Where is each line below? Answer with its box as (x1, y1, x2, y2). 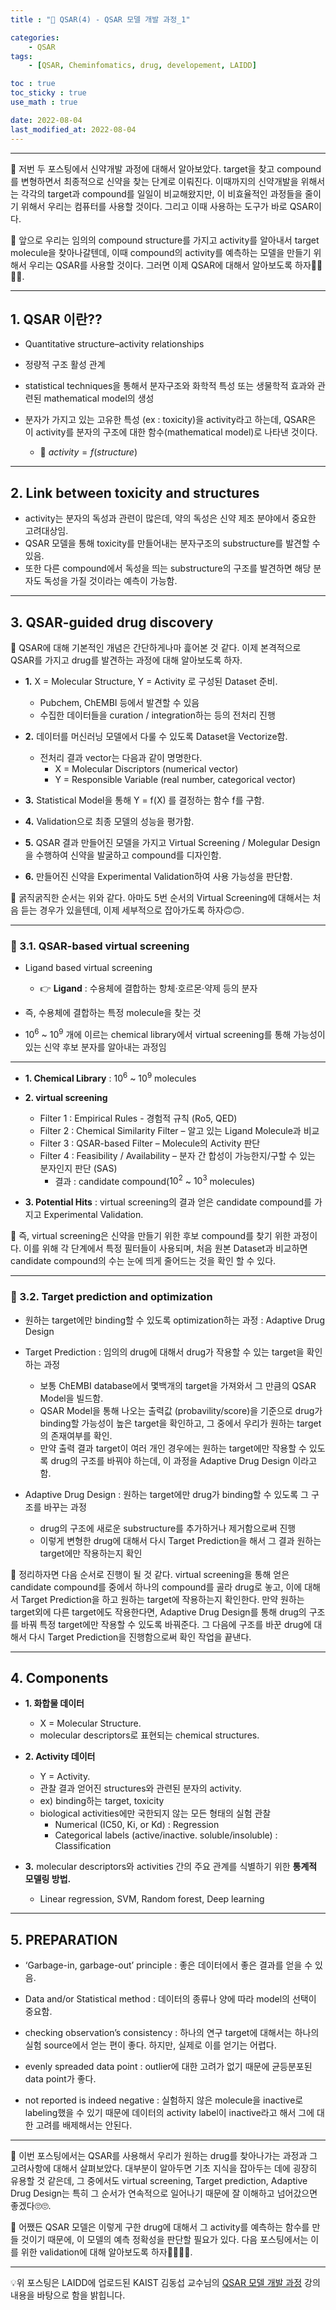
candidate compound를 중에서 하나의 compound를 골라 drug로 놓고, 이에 (10, 1581, 303, 1593)
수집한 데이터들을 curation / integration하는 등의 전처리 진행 (39, 709, 276, 721)
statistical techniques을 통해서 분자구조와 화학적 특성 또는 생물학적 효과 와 (24, 380, 316, 392)
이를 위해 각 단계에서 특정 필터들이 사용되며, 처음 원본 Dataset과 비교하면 (23, 1242, 308, 1255)
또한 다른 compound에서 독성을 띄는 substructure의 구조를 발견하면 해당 (24, 562, 312, 575)
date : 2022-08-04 (10, 115, 83, 125)
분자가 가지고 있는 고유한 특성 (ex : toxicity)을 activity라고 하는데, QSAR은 (24, 414, 317, 426)
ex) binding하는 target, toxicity (39, 1795, 165, 1807)
